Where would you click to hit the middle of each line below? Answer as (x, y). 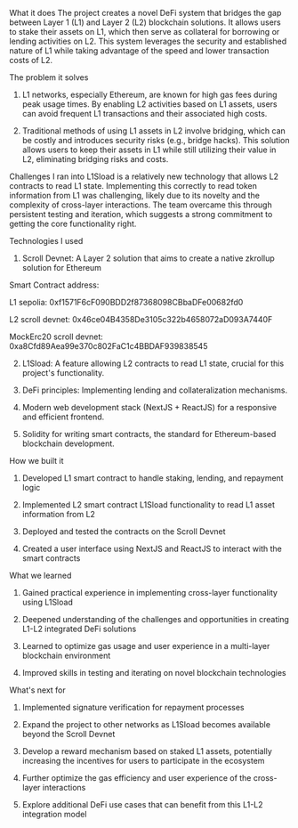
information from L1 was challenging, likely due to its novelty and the (135, 195)
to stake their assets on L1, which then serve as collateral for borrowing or (145, 32)
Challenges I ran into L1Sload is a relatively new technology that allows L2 (144, 176)
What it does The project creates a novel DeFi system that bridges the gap (145, 13)
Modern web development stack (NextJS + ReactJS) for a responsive (149, 407)
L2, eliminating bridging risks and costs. (95, 159)
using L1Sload (47, 602)
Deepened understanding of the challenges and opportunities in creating (155, 619)
